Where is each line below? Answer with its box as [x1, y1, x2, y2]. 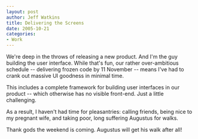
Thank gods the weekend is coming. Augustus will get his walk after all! [6, 126, 182, 133]
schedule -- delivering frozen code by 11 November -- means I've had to [6, 66, 184, 72]
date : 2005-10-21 [6, 25, 50, 32]
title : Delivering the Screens [6, 20, 84, 26]
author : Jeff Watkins [6, 14, 60, 20]
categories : [6, 31, 36, 37]
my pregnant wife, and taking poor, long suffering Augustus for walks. [6, 114, 178, 122]
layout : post [6, 8, 39, 15]
